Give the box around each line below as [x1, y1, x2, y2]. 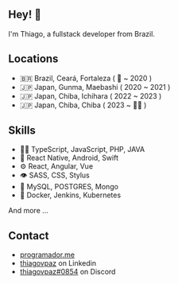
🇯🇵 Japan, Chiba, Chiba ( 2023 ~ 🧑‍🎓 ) [19, 100, 147, 110]
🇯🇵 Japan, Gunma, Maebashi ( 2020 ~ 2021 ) [19, 82, 171, 91]
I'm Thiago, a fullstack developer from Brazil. [8, 29, 155, 38]
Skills [8, 124, 36, 138]
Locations [8, 53, 59, 66]
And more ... [8, 206, 49, 216]
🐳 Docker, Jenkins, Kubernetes [19, 190, 122, 200]
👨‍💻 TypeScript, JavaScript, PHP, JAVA [19, 145, 145, 154]
